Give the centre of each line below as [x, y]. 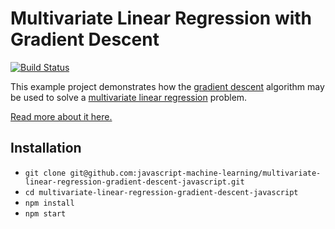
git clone [45, 173]
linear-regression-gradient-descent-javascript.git [134, 182]
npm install [49, 203]
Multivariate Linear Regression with [161, 18]
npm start [45, 213]
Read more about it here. [61, 116]
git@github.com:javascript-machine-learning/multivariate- [195, 173]
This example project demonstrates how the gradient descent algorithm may [167, 86]
